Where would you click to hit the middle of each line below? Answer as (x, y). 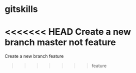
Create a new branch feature (34, 56)
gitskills (21, 9)
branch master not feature (60, 42)
